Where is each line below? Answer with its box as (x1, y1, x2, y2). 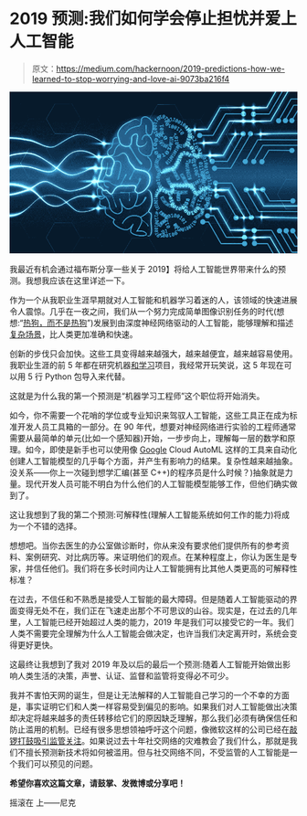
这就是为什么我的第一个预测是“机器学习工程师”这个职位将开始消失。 (9, 390, 265, 402)
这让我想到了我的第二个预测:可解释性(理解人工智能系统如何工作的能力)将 (9, 509, 282, 521)
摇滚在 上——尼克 (9, 797, 76, 809)
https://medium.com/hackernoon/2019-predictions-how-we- (56, 63, 286, 74)
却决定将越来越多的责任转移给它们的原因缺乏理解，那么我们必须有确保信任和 (9, 713, 298, 724)
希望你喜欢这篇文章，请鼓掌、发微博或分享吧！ (9, 778, 185, 789)
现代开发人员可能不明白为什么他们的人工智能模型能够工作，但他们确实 (25, 479, 290, 490)
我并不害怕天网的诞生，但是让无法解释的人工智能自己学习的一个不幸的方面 (9, 690, 290, 701)
